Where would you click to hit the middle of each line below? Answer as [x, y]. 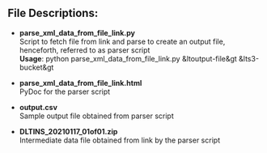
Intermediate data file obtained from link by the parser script [119, 140]
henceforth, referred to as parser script [85, 50]
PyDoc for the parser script [65, 91]
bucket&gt [36, 67]
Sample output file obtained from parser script [97, 116]
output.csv [38, 107]
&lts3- [249, 58]
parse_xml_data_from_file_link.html [81, 83]
